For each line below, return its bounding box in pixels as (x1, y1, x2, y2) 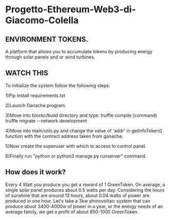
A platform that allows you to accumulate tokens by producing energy (5, 49, 153, 54)
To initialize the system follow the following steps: (5, 82, 110, 88)
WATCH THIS (5, 69, 48, 77)
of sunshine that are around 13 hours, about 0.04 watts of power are (5, 192, 150, 198)
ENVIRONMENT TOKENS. (5, 35, 88, 44)
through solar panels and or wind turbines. (5, 54, 96, 60)
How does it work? (5, 168, 66, 176)
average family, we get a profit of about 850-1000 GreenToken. (5, 209, 139, 215)
